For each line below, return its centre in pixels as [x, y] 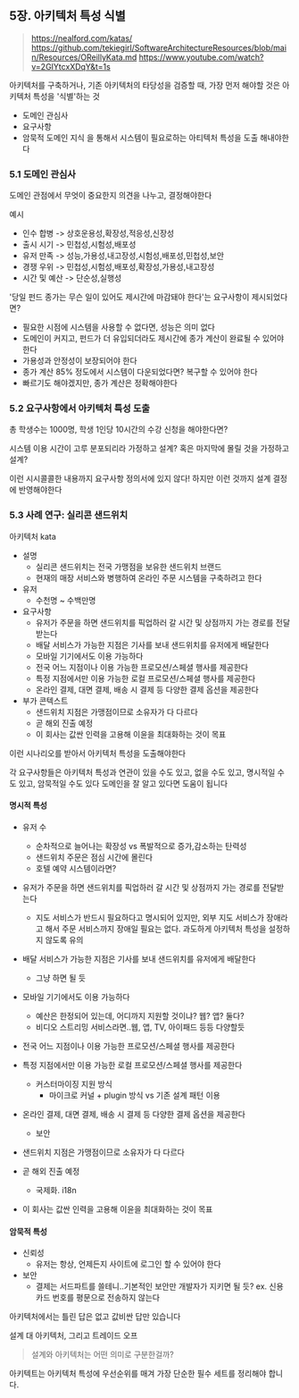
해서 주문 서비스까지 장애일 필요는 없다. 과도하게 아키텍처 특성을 [156, 929]
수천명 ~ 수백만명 [66, 600]
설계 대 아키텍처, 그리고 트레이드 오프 [74, 1335]
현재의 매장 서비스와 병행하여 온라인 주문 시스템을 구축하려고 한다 [149, 577]
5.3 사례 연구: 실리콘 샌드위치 [68, 515]
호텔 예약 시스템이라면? [76, 868]
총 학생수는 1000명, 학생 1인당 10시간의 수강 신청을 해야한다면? [119, 430]
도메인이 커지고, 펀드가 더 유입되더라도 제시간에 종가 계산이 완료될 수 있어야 [153, 339]
